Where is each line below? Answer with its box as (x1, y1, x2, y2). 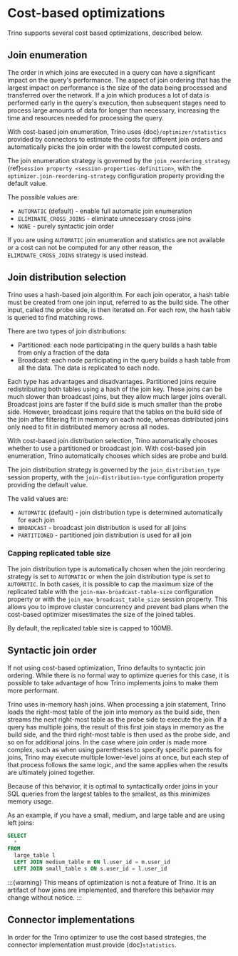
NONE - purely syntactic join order (17, 222, 114, 230)
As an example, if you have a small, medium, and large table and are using (7, 811, 225, 819)
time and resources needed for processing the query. (7, 113, 164, 122)
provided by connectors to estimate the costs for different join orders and (7, 135, 223, 143)
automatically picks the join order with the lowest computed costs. (7, 142, 202, 151)
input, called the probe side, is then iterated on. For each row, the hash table (7, 305, 232, 314)
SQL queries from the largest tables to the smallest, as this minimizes (7, 789, 210, 798)
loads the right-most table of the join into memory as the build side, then (7, 707, 219, 716)
